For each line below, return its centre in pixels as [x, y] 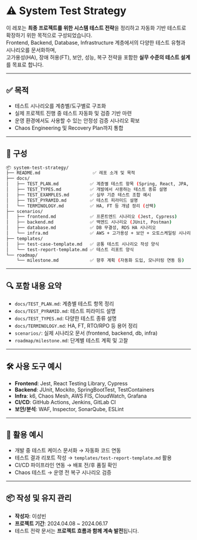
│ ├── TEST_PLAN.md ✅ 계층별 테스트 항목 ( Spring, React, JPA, [98, 184]
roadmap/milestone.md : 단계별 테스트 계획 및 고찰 [71, 341]
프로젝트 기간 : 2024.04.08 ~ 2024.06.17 [61, 523]
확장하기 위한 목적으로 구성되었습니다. [49, 35]
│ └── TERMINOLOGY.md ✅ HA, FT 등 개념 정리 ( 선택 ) [81, 206]
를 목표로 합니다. [25, 64]
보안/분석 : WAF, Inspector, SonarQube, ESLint [69, 409]
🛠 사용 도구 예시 [34, 366]
